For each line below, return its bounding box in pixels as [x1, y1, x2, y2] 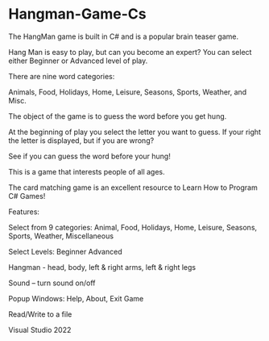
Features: [8, 207, 40, 217]
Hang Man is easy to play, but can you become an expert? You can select [8, 47, 252, 57]
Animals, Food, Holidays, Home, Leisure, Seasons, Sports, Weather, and [8, 86, 247, 97]
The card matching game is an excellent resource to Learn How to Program [8, 183, 258, 192]
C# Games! [8, 191, 46, 200]
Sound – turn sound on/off [8, 278, 96, 288]
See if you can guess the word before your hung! [8, 151, 171, 161]
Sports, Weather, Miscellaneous [8, 231, 114, 241]
